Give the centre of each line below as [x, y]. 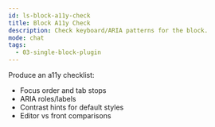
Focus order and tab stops [63, 90]
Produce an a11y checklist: [51, 75]
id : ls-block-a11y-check [49, 15]
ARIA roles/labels [48, 99]
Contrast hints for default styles [72, 107]
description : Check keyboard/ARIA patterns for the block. [108, 30]
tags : [17, 45]
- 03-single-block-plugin [59, 52]
